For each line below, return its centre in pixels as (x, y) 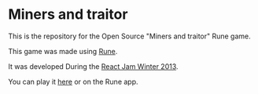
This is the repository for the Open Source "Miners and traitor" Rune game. (130, 36)
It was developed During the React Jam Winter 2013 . (93, 66)
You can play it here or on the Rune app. (74, 81)
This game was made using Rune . (63, 51)
